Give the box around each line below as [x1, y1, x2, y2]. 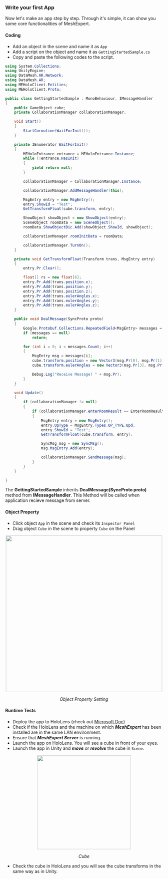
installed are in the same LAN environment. [12, 729, 101, 735]
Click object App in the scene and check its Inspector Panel [12, 520, 135, 526]
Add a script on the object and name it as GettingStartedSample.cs [12, 49, 150, 55]
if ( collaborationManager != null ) [23, 400, 97, 405]
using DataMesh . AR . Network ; [5, 73, 64, 78]
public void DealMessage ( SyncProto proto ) [14, 317, 104, 322]
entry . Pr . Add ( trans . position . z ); [23, 288, 93, 294]
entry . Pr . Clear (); [23, 266, 61, 271]
